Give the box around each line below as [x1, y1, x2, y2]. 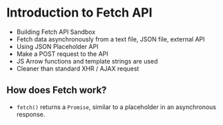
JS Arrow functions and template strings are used [16, 57, 158, 65]
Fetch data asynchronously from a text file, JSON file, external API [16, 35, 205, 43]
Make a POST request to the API [16, 50, 108, 58]
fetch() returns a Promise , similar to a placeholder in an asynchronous [16, 102, 217, 111]
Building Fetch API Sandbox [16, 28, 96, 36]
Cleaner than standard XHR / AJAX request [16, 64, 139, 73]
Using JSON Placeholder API [16, 42, 99, 50]
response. [16, 110, 46, 118]
